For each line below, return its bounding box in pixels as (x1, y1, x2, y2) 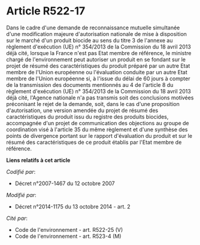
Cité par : (6, 214, 28, 222)
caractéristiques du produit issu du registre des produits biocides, (6, 113, 169, 120)
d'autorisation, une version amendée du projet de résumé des (6, 107, 159, 114)
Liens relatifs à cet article (6, 156, 71, 164)
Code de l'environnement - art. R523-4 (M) (14, 232, 122, 240)
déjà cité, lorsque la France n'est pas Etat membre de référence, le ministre (6, 49, 192, 56)
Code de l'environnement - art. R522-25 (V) (14, 226, 123, 233)
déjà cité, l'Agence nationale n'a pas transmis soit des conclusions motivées (6, 94, 194, 101)
